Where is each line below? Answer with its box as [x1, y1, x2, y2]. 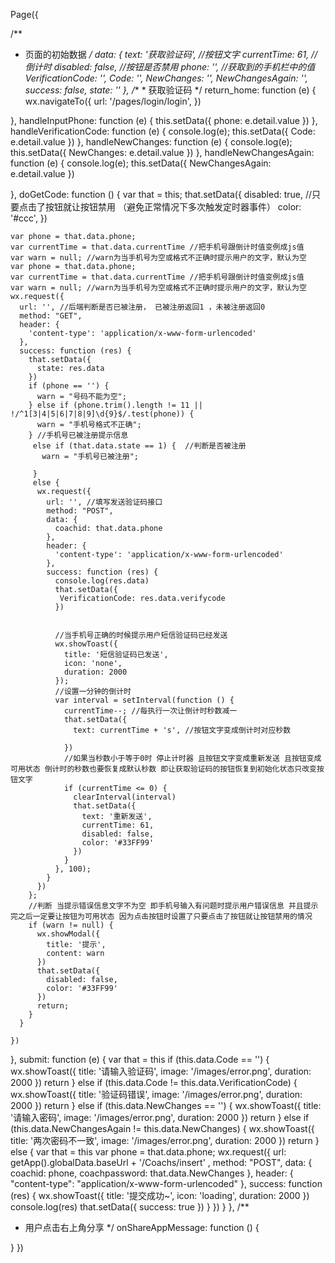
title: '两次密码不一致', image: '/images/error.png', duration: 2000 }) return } [10, 1135, 320, 1146]
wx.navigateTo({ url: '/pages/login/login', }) [24, 95, 202, 107]
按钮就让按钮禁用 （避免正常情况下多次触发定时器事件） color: [44, 201, 302, 213]
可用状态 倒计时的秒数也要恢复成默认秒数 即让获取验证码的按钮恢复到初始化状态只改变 [10, 764, 317, 774]
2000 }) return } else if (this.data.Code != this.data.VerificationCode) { [10, 1077, 298, 1088]
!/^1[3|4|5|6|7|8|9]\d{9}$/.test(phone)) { [10, 409, 195, 419]
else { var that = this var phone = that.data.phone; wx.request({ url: [10, 1146, 287, 1158]
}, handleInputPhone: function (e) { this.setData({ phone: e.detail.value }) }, [10, 115, 318, 126]
